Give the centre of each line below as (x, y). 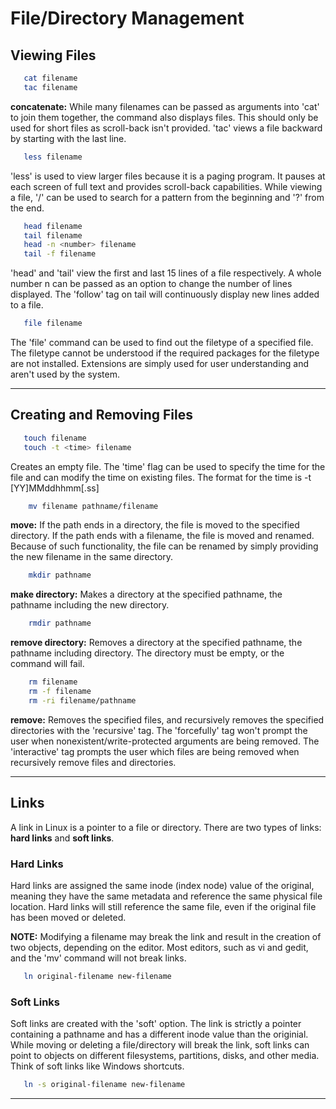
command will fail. (47, 664)
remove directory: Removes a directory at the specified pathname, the (156, 643)
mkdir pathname (60, 575)
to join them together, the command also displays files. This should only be (164, 117)
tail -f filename (60, 254)
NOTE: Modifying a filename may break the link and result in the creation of (166, 936)
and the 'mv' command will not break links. (98, 958)
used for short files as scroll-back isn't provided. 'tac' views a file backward (166, 128)
